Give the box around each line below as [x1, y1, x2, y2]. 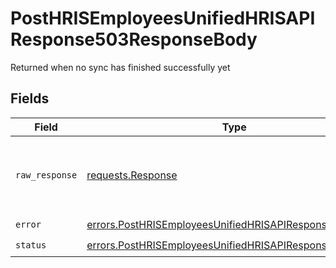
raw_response [15, 169, 78, 181]
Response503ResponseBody [10, 28, 258, 51]
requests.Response [86, 168, 178, 182]
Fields [10, 90, 50, 107]
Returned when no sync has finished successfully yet [10, 61, 231, 73]
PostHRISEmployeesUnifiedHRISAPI [10, 7, 316, 30]
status [15, 240, 47, 251]
